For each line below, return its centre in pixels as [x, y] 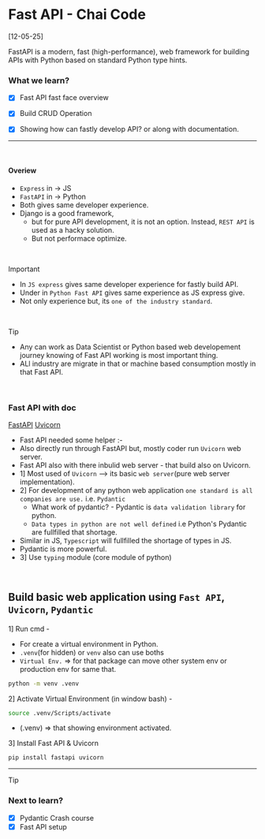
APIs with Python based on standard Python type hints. [98, 60]
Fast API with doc [42, 408]
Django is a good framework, [67, 213]
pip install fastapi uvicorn [56, 758]
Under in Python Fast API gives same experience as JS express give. [132, 293]
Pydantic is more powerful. [63, 549]
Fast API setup [43, 826]
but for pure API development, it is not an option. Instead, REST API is [143, 222]
